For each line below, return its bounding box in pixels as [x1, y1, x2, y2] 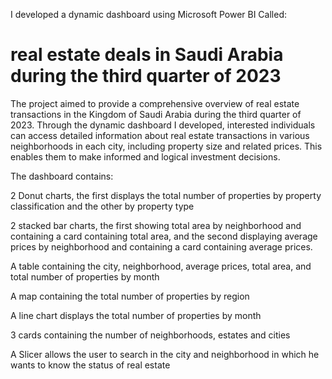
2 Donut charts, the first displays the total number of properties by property [10, 189, 322, 201]
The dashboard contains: [10, 170, 114, 182]
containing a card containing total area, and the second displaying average [10, 230, 318, 242]
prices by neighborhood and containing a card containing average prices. [10, 240, 313, 253]
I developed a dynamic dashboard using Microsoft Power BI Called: [10, 9, 287, 20]
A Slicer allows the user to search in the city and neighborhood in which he [10, 348, 320, 360]
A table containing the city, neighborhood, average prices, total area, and [10, 260, 312, 272]
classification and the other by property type [10, 200, 195, 212]
